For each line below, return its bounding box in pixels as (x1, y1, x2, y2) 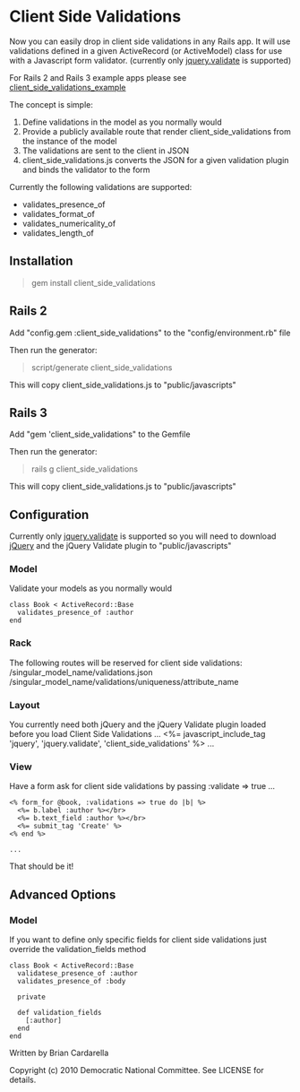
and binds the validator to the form (21, 164, 150, 175)
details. (9, 1074, 37, 1086)
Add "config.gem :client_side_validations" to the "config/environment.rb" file (9, 327, 291, 338)
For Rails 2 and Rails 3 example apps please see (9, 72, 187, 82)
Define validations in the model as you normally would (21, 117, 222, 127)
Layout (9, 698, 40, 711)
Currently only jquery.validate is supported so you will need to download (9, 531, 277, 542)
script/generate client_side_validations (30, 361, 173, 373)
